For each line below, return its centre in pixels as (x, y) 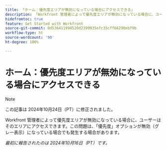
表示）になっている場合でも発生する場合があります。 (68, 132)
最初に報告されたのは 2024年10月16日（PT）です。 (58, 143)
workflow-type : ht (24, 33)
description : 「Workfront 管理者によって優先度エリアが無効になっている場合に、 (80, 14)
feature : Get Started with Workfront (44, 24)
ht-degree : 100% (22, 42)
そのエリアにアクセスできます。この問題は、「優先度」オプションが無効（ (80, 126)
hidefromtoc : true (24, 19)
